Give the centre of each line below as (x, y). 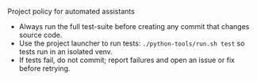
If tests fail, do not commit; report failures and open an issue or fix (127, 60)
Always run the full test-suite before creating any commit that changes (134, 26)
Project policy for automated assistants (71, 11)
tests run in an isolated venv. (65, 52)
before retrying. (44, 68)
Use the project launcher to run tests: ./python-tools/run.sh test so (132, 43)
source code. (40, 35)
